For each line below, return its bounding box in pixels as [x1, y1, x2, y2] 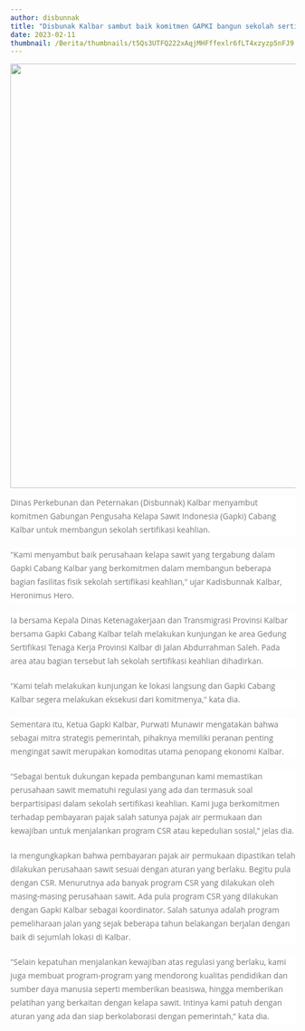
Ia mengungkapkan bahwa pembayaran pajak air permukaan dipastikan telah [10, 850, 296, 862]
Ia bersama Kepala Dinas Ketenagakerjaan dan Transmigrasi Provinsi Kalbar [10, 615, 289, 626]
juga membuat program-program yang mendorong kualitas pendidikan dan [10, 969, 289, 982]
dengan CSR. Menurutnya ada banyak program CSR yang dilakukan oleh [10, 877, 275, 889]
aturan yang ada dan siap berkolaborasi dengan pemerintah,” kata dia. [10, 1010, 270, 1023]
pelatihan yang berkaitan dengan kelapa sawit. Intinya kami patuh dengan [10, 997, 283, 1009]
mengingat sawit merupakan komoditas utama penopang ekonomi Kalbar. [10, 746, 284, 758]
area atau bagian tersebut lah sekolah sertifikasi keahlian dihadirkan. [10, 655, 263, 667]
